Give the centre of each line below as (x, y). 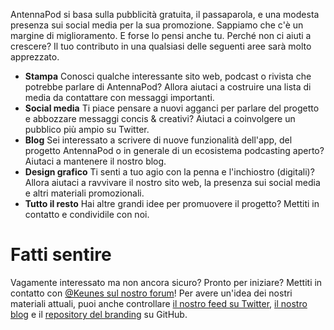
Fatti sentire (61, 255)
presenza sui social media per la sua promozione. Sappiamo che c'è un (157, 25)
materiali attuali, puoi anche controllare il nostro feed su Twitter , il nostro (159, 303)
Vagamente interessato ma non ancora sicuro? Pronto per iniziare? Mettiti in (166, 282)
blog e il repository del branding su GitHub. (99, 314)
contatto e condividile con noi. (87, 214)
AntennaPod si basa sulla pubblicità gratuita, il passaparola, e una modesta (165, 14)
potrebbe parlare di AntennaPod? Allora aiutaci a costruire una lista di (168, 87)
